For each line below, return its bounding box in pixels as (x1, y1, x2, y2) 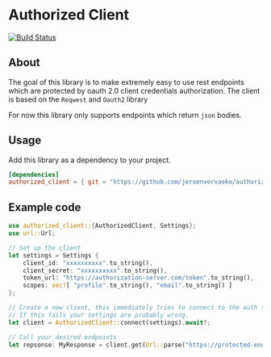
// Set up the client (8, 244, 81, 252)
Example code (8, 200, 81, 214)
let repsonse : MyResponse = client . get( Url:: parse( (8, 341, 186, 349)
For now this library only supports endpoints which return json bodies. (8, 110, 242, 120)
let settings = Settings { (8, 251, 99, 259)
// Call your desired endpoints (8, 333, 117, 341)
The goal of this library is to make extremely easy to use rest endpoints (8, 77, 244, 86)
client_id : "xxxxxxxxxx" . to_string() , (23, 258, 153, 267)
